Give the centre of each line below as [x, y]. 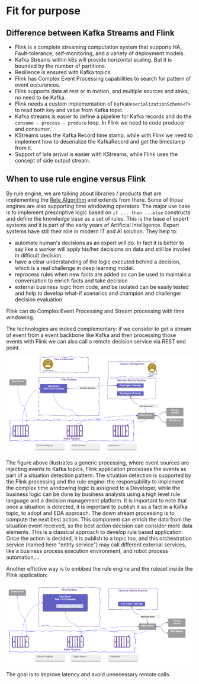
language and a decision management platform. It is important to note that [97, 500]
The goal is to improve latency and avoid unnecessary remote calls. [88, 674]
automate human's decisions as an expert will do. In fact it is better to [99, 243]
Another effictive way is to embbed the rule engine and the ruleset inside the [99, 568]
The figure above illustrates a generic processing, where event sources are [98, 462]
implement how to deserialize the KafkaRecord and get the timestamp [100, 141]
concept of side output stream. [52, 160]
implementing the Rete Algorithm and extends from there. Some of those [95, 199]
